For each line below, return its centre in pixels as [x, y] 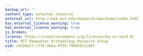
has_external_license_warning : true [42, 28]
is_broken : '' [20, 32]
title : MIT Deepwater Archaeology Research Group [57, 41]
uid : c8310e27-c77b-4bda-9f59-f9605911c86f [50, 46]
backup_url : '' [21, 9]
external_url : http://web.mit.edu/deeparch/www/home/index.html [72, 19]
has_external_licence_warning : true [42, 23]
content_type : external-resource [39, 14]
